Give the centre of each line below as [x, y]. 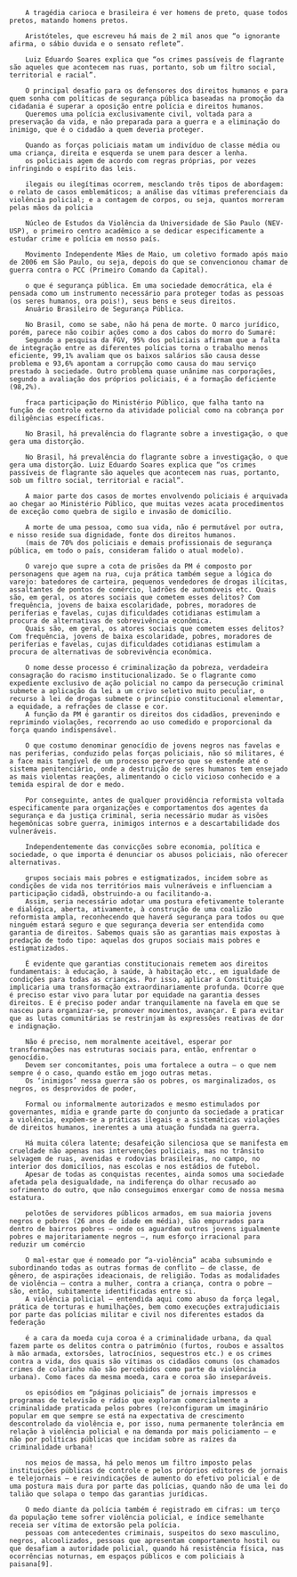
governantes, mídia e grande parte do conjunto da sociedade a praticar [147, 1112]
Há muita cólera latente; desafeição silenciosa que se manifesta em [157, 1143]
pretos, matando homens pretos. [69, 20]
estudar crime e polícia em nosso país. [85, 239]
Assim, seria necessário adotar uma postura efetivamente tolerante [155, 902]
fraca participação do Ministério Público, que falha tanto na [145, 403]
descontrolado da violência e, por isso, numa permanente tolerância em [147, 1424]
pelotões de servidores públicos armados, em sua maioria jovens [149, 1213]
